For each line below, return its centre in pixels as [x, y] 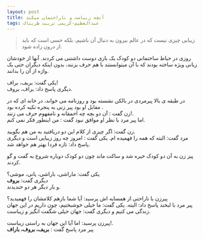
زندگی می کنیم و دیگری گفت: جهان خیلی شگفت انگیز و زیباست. [79, 211]
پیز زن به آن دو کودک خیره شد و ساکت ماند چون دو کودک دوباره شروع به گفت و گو [100, 156]
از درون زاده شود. [42, 46]
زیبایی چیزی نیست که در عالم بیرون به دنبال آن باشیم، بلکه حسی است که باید [108, 40]
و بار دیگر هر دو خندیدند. [34, 187]
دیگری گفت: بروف [27, 181]
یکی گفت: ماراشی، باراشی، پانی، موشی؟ [53, 174]
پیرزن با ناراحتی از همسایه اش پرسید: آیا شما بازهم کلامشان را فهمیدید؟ [87, 199]
